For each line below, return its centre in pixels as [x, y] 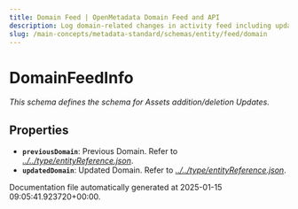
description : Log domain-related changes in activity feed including [141, 26]
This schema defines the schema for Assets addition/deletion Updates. [140, 102]
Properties [39, 130]
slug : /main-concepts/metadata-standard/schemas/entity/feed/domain [138, 34]
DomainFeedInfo [71, 77]
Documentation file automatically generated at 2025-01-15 [116, 188]
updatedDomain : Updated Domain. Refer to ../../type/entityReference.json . [154, 170]
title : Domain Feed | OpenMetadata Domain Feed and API [114, 17]
